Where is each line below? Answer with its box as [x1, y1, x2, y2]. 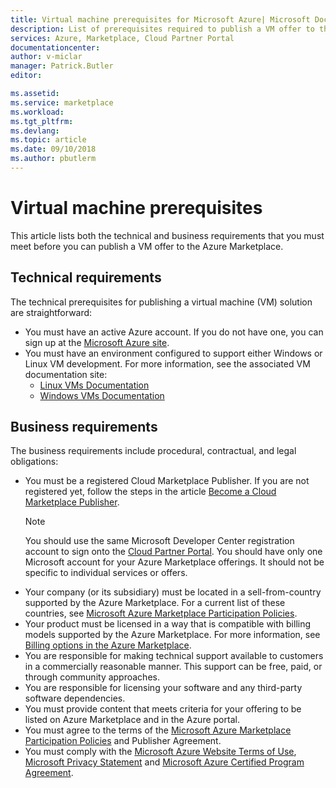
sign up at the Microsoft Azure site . [24, 336, 170, 348]
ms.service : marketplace [10, 97, 114, 108]
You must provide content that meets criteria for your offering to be [24, 703, 302, 715]
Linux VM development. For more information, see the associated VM [24, 357, 311, 370]
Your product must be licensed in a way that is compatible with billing [24, 618, 312, 630]
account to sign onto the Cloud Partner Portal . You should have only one [24, 546, 323, 558]
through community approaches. [24, 671, 160, 683]
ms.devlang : [10, 126, 60, 136]
